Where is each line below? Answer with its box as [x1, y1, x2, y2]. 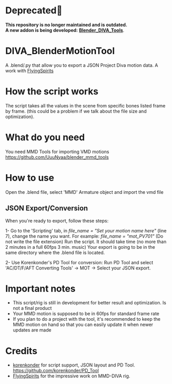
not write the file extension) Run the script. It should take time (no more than [5, 239, 167, 245]
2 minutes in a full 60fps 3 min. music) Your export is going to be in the [5, 244, 156, 250]
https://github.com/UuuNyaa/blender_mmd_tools [5, 154, 109, 160]
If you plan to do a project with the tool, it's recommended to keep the [12, 316, 161, 322]
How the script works [5, 86, 99, 97]
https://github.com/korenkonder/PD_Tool [12, 368, 99, 374]
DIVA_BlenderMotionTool [5, 45, 115, 57]
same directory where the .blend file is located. [5, 249, 105, 255]
